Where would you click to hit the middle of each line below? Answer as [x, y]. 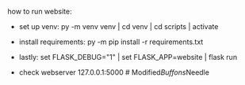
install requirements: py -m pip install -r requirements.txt [111, 42]
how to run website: [40, 11]
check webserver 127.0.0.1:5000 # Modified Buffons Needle [114, 72]
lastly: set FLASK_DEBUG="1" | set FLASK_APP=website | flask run [128, 57]
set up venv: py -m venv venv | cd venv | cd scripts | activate [119, 26]
